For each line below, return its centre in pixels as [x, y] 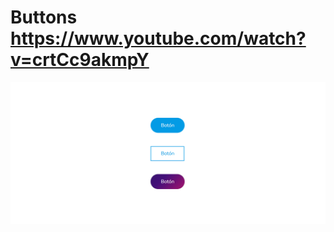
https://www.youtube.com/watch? [158, 38]
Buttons [44, 17]
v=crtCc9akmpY [80, 60]
